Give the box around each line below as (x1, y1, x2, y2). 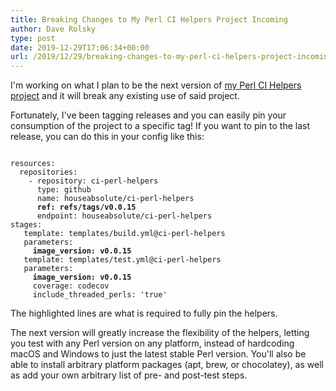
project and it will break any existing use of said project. (10, 90, 240, 102)
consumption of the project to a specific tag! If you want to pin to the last (10, 120, 311, 132)
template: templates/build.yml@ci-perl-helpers (23, 229, 226, 239)
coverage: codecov (32, 281, 110, 291)
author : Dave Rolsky (10, 24, 97, 34)
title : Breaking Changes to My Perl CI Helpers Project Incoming (10, 14, 288, 25)
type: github (36, 185, 92, 195)
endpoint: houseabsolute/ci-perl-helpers (36, 211, 213, 221)
